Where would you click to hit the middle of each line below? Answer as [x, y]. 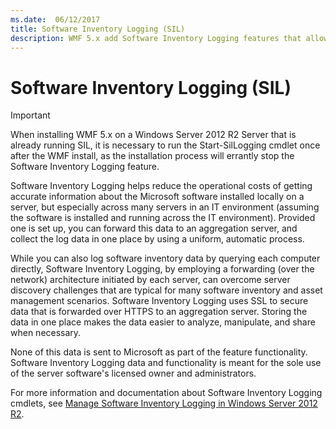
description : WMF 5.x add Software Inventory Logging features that [156, 38]
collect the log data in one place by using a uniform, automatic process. [157, 239]
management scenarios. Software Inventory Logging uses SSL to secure [159, 301]
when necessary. [46, 333]
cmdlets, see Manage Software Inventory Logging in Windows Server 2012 [164, 403]
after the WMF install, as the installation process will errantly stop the [152, 156]
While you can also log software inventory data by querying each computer [165, 258]
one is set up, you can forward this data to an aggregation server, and [154, 228]
